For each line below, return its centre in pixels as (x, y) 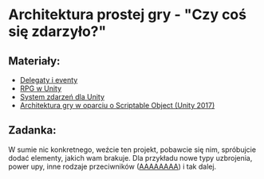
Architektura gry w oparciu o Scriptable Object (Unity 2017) (117, 105)
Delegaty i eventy (49, 80)
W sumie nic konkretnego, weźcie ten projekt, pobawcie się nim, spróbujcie (132, 150)
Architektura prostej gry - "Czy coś (128, 15)
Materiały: (34, 61)
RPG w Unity (41, 88)
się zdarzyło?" (57, 31)
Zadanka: (33, 130)
